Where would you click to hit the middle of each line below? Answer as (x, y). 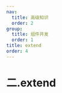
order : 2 (23, 23)
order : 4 (17, 51)
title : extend (24, 46)
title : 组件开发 (30, 34)
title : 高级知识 (30, 18)
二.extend (31, 83)
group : (14, 29)
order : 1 (23, 40)
